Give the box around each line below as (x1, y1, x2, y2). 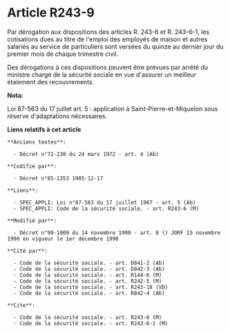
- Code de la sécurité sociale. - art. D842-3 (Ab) (13, 265, 166, 272)
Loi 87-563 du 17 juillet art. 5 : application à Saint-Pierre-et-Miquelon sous (7, 104, 218, 113)
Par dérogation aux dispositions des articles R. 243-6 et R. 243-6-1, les (7, 28, 210, 36)
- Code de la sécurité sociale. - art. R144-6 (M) (13, 272, 162, 278)
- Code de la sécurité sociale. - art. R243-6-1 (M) (13, 320, 169, 327)
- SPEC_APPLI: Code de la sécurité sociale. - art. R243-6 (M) (13, 205, 199, 212)
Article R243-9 (7, 5, 95, 21)
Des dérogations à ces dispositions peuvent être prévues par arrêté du (7, 63, 209, 71)
